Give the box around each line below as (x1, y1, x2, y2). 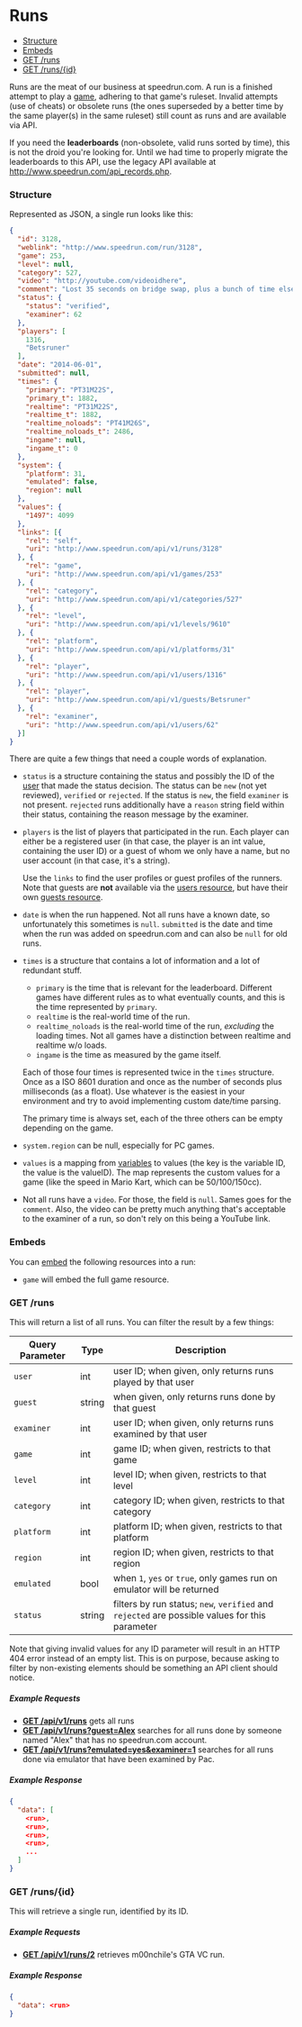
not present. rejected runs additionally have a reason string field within (22, 799, 285, 811)
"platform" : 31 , (25, 469, 87, 478)
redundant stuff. (22, 965, 83, 976)
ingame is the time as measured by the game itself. (35, 1050, 222, 1060)
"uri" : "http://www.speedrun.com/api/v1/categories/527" (25, 595, 244, 604)
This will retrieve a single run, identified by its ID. (9, 1906, 189, 1917)
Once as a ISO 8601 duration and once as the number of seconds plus (22, 1077, 283, 1087)
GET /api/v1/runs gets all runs (22, 1715, 135, 1726)
